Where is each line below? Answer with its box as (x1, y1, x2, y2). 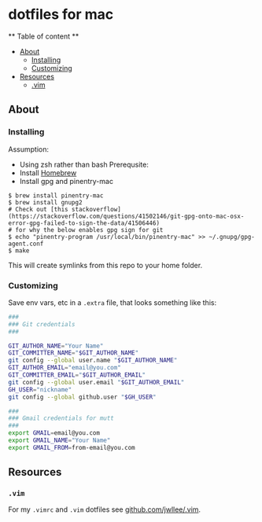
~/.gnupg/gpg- (208, 233, 256, 241)
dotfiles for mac (8, 6, 114, 24)
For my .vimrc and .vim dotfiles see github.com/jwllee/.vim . (8, 505, 201, 514)
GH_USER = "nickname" (8, 385, 72, 394)
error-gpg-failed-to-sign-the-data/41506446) (8, 219, 160, 227)
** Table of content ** (8, 31, 79, 41)
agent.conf (8, 240, 44, 248)
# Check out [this (8, 205, 68, 213)
